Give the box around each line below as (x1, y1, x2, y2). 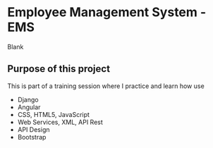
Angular (17, 103, 41, 111)
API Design (17, 125, 50, 134)
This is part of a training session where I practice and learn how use (7, 82, 205, 90)
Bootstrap (17, 132, 47, 141)
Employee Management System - (7, 4, 207, 20)
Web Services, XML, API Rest (17, 118, 104, 126)
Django (17, 95, 39, 104)
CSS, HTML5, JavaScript (17, 110, 90, 118)
